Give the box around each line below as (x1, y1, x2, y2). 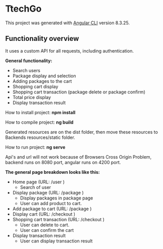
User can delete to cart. (20, 222, 70, 228)
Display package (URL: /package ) (12, 189, 84, 195)
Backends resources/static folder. (5, 134, 76, 140)
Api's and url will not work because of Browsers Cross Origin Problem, (5, 154, 152, 160)
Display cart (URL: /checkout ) (12, 211, 76, 217)
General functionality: (5, 58, 52, 64)
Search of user (20, 184, 51, 190)
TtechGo (5, 3, 42, 15)
